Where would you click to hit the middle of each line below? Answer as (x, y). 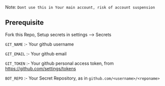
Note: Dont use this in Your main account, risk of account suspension (80, 7)
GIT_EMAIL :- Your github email (36, 53)
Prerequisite (25, 22)
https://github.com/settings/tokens (41, 68)
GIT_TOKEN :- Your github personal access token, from (59, 63)
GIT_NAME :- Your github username (40, 44)
